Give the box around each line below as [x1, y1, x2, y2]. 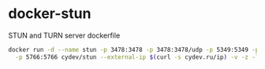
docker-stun [8, 5, 91, 23]
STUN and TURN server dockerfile [8, 31, 121, 40]
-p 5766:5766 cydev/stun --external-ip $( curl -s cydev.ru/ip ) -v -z [15, 53, 248, 61]
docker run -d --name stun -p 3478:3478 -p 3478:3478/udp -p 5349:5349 [8, 45, 248, 53]
